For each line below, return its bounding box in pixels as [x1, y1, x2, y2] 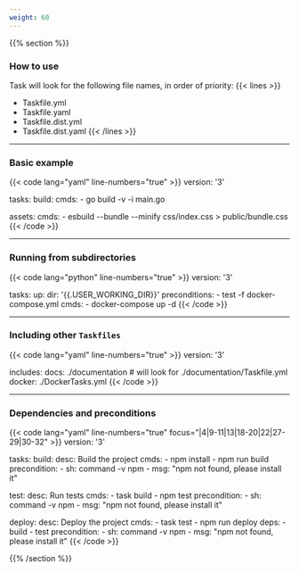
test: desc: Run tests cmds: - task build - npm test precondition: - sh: [9, 490, 263, 501]
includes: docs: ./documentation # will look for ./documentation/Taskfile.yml [9, 367, 288, 377]
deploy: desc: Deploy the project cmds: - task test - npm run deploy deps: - [9, 517, 287, 527]
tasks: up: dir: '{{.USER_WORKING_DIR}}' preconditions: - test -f [9, 289, 245, 300]
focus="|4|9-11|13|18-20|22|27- [169, 427, 287, 438]
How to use [9, 60, 60, 72]
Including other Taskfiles [9, 329, 122, 342]
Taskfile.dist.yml [21, 116, 83, 127]
